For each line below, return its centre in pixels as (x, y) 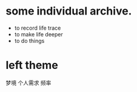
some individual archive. (69, 11)
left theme (32, 65)
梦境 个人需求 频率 (28, 82)
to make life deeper (38, 34)
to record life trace (38, 28)
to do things (29, 41)
